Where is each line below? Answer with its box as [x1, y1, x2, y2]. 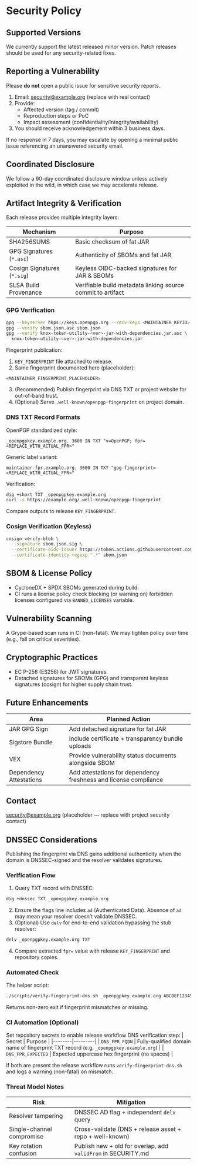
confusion [9, 1149, 37, 1157]
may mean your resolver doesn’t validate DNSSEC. [14, 913, 137, 920]
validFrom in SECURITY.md [74, 1149, 150, 1157]
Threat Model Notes [6, 1083, 64, 1091]
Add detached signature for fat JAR [69, 725, 167, 733]
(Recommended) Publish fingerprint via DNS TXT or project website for [14, 386, 187, 393]
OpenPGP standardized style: [6, 427, 77, 434]
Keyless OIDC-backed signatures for [75, 264, 177, 272]
